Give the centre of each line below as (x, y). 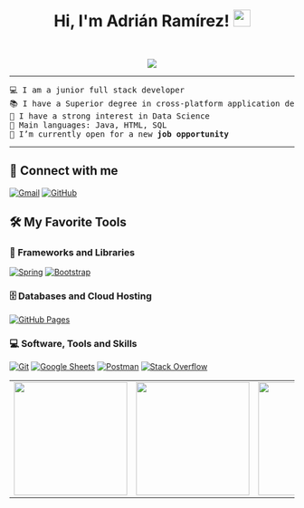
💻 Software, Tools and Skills (73, 343)
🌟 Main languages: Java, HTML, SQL (88, 125)
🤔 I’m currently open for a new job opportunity (119, 134)
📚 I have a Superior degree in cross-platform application (145, 103)
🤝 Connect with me (64, 171)
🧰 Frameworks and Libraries (72, 253)
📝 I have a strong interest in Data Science (110, 116)
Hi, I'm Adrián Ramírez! (142, 21)
